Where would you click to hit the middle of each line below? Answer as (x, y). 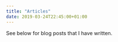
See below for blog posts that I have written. (59, 33)
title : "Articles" (28, 11)
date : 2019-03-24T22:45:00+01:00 (47, 17)
